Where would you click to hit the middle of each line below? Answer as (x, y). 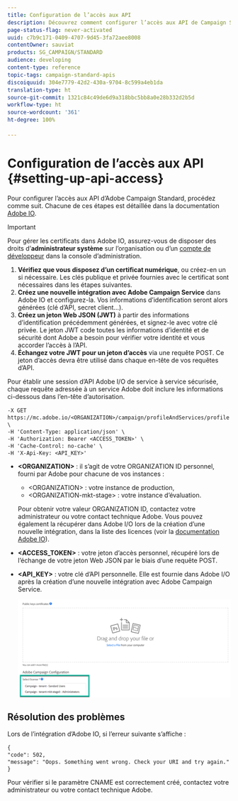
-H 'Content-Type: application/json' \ (66, 432)
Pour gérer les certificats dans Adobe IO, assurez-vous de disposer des (112, 241)
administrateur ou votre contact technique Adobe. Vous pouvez (110, 516)
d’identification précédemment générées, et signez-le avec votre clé (118, 322)
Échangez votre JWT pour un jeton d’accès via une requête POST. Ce (121, 352)
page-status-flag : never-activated (60, 30)
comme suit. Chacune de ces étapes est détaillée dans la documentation (113, 205)
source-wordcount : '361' (44, 113)
